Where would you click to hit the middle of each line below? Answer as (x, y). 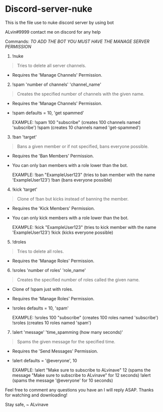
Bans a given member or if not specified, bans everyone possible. (83, 146)
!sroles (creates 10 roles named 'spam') (52, 323)
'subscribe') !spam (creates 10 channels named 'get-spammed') (76, 127)
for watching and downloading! (36, 395)
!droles (19, 242)
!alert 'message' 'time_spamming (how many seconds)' (67, 332)
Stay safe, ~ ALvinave (27, 404)
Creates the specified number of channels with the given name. (81, 94)
